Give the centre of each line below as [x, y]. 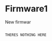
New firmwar [18, 22]
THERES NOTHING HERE [26, 35]
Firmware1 [26, 9]
